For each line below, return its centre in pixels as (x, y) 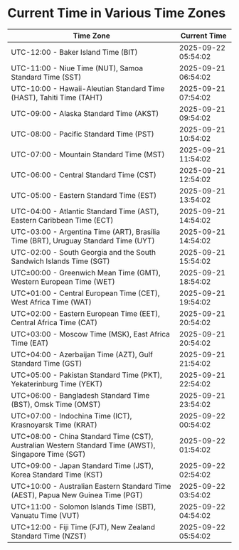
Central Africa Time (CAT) (54, 322)
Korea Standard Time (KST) (57, 475)
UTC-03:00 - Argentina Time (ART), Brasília (85, 231)
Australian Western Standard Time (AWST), (83, 445)
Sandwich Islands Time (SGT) (60, 261)
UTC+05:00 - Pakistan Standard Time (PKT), (86, 375)
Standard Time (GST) (47, 363)
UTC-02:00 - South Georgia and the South (84, 252)
